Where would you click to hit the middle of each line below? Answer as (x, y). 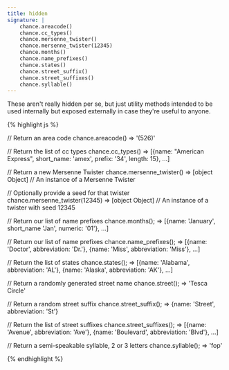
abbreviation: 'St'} (33, 311)
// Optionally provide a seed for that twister (68, 193)
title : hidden (28, 13)
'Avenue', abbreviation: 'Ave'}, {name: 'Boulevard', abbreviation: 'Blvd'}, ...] (113, 332)
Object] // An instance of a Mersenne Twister (72, 180)
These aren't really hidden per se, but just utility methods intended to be (110, 104)
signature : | (26, 20)
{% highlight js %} (33, 124)
